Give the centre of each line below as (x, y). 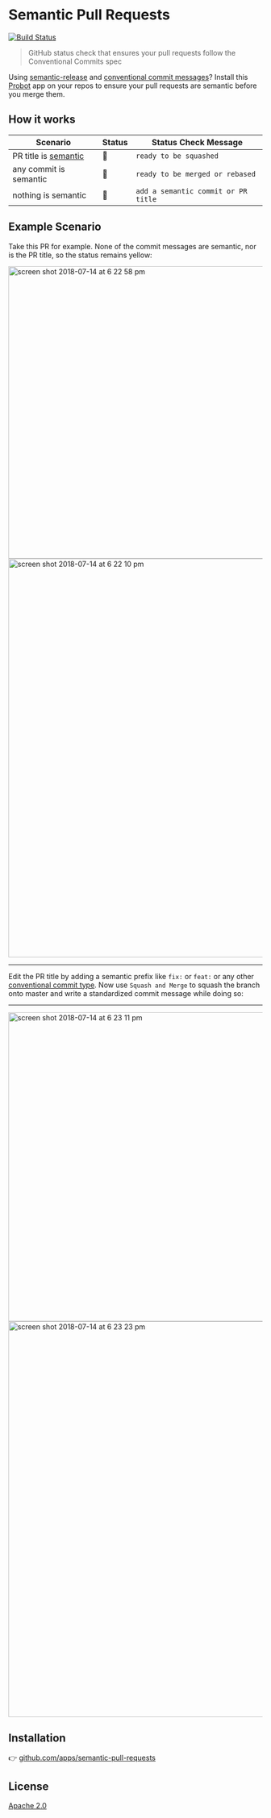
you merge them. (37, 94)
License (29, 1786)
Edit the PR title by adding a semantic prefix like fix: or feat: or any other (131, 976)
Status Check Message (198, 142)
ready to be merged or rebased (196, 174)
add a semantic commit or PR (192, 191)
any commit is (39, 169)
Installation (37, 1738)
